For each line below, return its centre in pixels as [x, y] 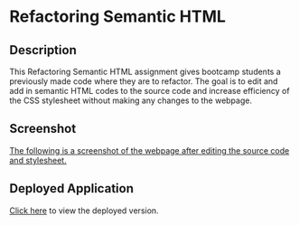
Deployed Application [71, 188]
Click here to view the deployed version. [84, 211]
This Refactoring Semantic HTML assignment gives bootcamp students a [145, 71]
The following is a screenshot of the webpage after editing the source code [149, 150]
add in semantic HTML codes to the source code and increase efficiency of [150, 91]
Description [43, 50]
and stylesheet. [38, 160]
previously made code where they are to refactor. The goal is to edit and [144, 81]
